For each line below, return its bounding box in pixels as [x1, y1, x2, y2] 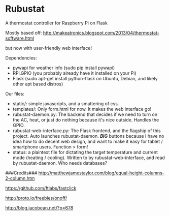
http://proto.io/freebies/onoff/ [5, 195, 67, 201]
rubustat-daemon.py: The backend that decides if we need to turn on [12, 111, 158, 117]
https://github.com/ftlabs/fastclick [5, 185, 77, 191]
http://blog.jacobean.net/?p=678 [5, 204, 74, 211]
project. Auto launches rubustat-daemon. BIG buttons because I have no [12, 133, 164, 139]
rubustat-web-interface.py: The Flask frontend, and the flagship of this [12, 128, 161, 134]
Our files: [5, 90, 24, 97]
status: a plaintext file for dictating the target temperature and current [12, 149, 158, 155]
